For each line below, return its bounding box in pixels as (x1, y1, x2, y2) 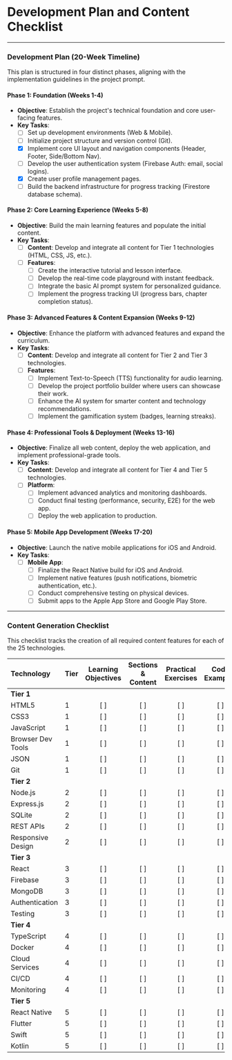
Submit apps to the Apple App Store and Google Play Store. (37, 596, 207, 605)
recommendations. (37, 404, 92, 412)
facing (17, 113, 36, 122)
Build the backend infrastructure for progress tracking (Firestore (27, 182, 211, 190)
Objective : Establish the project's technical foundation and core (17, 107, 199, 115)
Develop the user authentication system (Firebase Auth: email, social (27, 159, 223, 167)
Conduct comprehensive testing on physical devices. (37, 589, 189, 597)
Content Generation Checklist (7, 621, 109, 630)
